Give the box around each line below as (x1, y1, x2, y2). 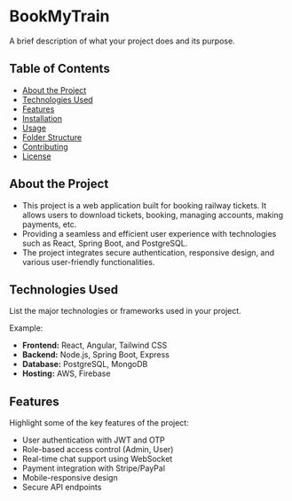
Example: (9, 323, 43, 333)
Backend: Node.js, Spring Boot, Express (21, 349, 170, 360)
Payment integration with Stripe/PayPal (21, 463, 166, 474)
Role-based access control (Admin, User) (21, 444, 174, 455)
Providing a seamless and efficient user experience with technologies (21, 228, 277, 239)
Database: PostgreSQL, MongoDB (21, 359, 148, 370)
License (21, 151, 51, 161)
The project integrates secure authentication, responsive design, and (21, 247, 275, 258)
